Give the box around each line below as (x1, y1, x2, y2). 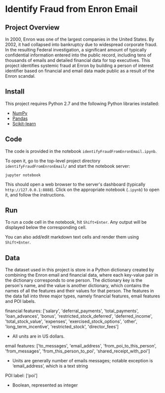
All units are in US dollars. (12, 333, 65, 340)
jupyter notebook (5, 172, 41, 178)
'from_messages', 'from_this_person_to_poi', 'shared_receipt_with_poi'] (5, 348, 150, 354)
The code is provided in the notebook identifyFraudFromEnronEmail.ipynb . (5, 148, 157, 154)
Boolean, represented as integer (12, 382, 78, 388)
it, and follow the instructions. (5, 192, 66, 197)
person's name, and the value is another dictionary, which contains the (5, 283, 150, 289)
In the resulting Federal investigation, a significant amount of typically (5, 47, 147, 52)
